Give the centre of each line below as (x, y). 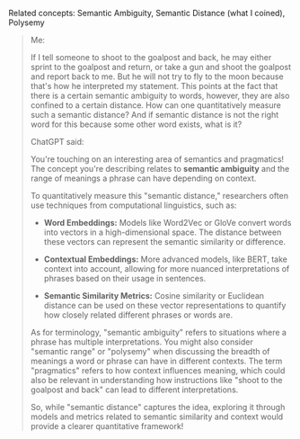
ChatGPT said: (57, 142)
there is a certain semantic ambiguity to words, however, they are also (160, 95)
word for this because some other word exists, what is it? (136, 124)
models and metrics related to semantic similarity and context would (157, 417)
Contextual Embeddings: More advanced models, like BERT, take (166, 259)
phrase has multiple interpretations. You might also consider (141, 342)
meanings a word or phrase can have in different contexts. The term (156, 361)
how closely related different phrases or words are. (138, 315)
